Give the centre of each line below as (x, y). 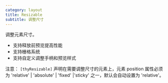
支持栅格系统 (26, 52)
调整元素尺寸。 (21, 35)
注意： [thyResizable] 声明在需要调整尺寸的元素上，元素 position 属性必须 (84, 69)
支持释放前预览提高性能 (38, 45)
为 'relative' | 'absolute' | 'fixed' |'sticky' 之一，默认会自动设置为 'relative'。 (85, 75)
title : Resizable (24, 15)
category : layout (24, 10)
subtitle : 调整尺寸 (25, 19)
